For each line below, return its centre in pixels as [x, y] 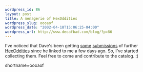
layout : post [18, 14]
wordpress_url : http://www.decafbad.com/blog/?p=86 [59, 32]
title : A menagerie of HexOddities [41, 18]
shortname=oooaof [24, 65]
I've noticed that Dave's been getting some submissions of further [71, 46]
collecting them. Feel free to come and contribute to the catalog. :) [72, 56]
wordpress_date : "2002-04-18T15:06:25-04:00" [52, 28]
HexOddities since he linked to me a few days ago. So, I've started [72, 51]
